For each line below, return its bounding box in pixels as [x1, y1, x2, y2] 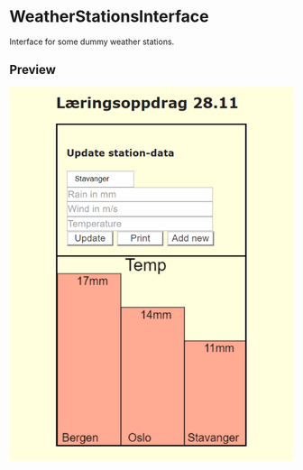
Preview [9, 62, 57, 78]
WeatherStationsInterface [9, 6, 209, 27]
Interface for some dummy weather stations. [9, 36, 175, 47]
